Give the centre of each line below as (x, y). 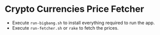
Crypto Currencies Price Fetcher (74, 9)
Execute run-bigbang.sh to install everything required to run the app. (83, 23)
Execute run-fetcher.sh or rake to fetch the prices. (65, 28)
